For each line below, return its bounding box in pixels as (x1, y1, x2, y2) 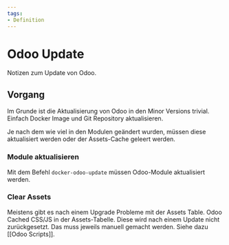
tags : (7, 10, 23, 17)
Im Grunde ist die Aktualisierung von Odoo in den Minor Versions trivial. (7, 107, 210, 116)
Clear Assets (7, 192, 52, 202)
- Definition (7, 17, 45, 23)
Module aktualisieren (7, 152, 79, 162)
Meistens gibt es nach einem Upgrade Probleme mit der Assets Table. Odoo (7, 208, 222, 216)
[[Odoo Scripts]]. (7, 230, 55, 238)
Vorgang (7, 89, 45, 100)
